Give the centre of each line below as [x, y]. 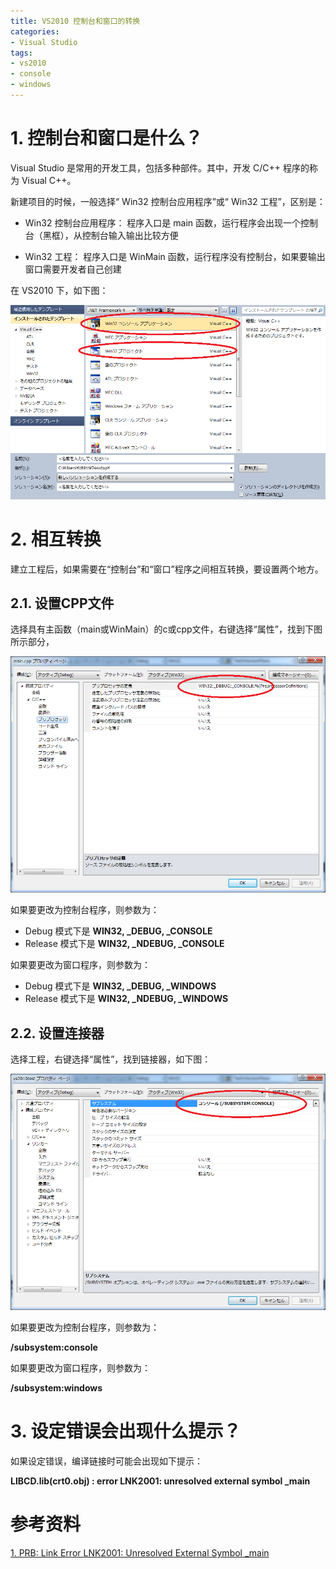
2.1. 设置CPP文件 [62, 603]
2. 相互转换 [56, 539]
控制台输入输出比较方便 [130, 235]
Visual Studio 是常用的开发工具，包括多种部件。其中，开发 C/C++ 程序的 [160, 167]
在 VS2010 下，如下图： [59, 290]
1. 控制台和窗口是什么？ [106, 138]
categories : [35, 31]
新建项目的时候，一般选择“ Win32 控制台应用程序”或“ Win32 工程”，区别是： [168, 201]
